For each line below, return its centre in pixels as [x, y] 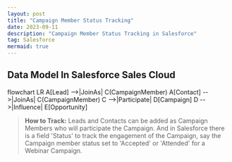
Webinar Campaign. [53, 150]
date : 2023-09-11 [33, 27]
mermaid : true [28, 46]
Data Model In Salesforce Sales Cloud [91, 75]
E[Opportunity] [66, 107]
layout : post [26, 14]
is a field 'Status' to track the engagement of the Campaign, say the [123, 135]
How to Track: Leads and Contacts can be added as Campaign [116, 120]
